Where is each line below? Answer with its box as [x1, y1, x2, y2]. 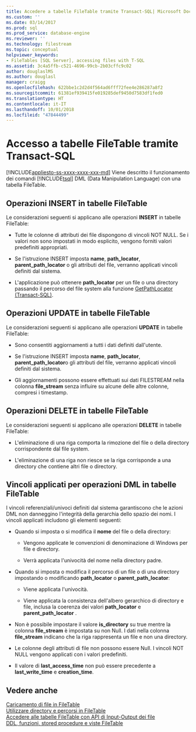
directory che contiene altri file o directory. [14, 463, 118, 470]
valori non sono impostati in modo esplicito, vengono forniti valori [14, 238, 172, 245]
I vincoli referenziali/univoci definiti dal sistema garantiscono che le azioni [6, 504, 183, 511]
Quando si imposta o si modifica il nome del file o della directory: [14, 528, 171, 535]
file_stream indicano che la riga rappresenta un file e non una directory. [14, 633, 188, 641]
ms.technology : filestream [6, 42, 72, 47]
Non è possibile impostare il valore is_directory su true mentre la [14, 621, 171, 628]
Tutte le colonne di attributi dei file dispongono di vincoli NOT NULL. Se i [14, 232, 188, 238]
